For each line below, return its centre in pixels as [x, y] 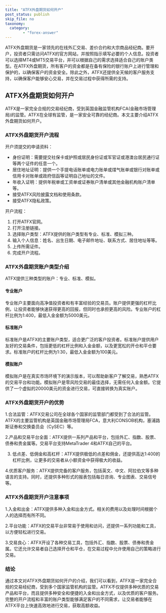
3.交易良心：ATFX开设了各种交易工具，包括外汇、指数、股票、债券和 [75, 542]
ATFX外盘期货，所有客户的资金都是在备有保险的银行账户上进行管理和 [88, 66]
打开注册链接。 [27, 228]
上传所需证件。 [27, 246]
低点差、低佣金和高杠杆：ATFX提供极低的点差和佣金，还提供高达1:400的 [86, 454]
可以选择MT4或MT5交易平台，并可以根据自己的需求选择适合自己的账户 [77, 60]
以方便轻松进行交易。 [27, 532]
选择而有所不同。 [31, 515]
